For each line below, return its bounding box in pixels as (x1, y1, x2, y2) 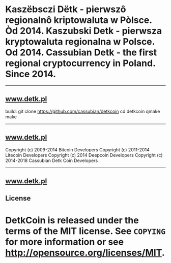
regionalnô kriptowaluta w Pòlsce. (5, 14, 152, 26)
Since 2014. (5, 69, 56, 80)
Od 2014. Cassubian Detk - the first (5, 47, 157, 58)
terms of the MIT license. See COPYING (5, 225, 166, 237)
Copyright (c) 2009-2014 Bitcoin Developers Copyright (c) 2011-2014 (5, 146, 150, 153)
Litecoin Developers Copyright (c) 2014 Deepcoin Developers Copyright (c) (5, 152, 163, 158)
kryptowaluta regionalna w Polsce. (5, 36, 155, 48)
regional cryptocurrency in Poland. (5, 57, 156, 69)
